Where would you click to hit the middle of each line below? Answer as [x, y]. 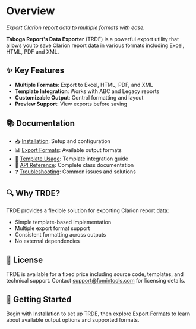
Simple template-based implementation [63, 222]
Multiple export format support [52, 228]
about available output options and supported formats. [73, 320]
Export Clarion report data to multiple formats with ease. [76, 27]
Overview [31, 11]
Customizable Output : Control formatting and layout [79, 97]
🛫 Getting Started [39, 299]
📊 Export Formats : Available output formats [68, 150]
